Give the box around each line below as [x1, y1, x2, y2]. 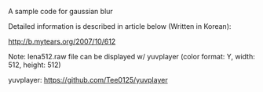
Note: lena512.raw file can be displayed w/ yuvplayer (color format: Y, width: [8, 52, 255, 61]
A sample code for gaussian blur [8, 7, 114, 16]
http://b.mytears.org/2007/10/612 [8, 37, 116, 46]
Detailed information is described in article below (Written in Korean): [8, 22, 232, 30]
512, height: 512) [8, 60, 61, 69]
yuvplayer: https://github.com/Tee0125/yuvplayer [8, 76, 168, 84]
